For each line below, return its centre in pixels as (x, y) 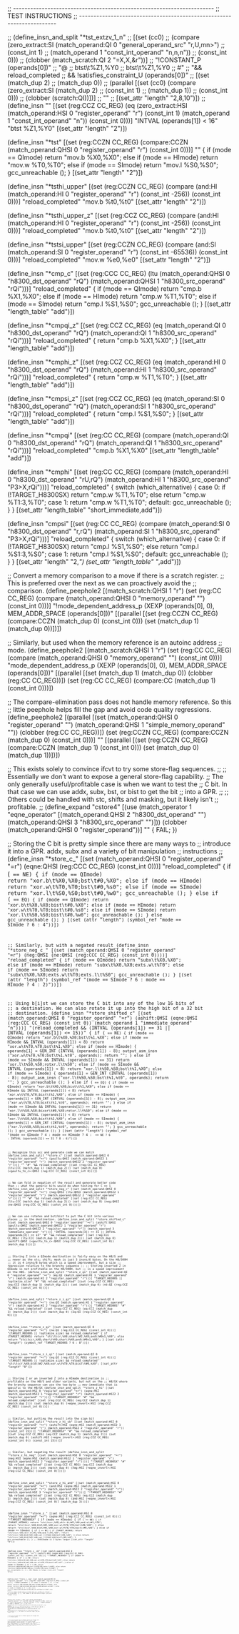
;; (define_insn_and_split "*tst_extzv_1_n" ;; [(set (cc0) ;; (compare (103, 37)
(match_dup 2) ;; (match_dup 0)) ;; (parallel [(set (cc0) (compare (102, 83)
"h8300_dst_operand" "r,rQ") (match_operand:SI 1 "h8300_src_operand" (114, 531)
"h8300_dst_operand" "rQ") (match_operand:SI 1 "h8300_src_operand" (112, 406)
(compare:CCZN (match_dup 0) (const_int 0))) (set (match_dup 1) (103, 621)
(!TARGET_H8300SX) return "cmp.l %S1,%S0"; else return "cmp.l (103, 546)
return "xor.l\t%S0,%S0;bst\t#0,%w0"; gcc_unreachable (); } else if (113, 893)
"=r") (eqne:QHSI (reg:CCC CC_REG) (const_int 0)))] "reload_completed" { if (119, 866)
